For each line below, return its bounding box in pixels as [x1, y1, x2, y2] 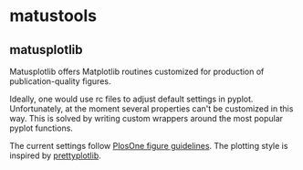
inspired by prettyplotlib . [9, 150, 102, 161]
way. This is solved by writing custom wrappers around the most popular [9, 113, 284, 123]
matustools [9, 5, 98, 27]
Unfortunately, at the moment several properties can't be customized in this [9, 103, 294, 114]
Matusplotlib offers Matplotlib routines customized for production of [9, 66, 265, 77]
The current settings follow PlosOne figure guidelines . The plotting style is [9, 141, 288, 151]
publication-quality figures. [9, 76, 111, 87]
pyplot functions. [9, 122, 73, 133]
